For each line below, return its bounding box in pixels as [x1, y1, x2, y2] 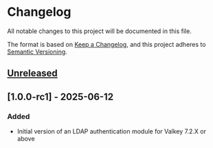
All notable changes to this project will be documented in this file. [7, 27, 192, 35]
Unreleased [7, 67, 58, 79]
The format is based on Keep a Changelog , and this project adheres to [7, 40, 206, 48]
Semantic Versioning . [7, 47, 67, 56]
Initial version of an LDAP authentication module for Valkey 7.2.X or [16, 127, 206, 136]
